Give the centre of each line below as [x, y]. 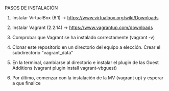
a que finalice [27, 83]
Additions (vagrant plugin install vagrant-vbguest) [64, 68]
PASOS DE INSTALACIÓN [31, 8]
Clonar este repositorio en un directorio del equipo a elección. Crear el [86, 47]
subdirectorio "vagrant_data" [43, 53]
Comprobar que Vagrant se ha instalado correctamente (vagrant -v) [83, 37]
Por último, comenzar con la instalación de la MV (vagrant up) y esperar [88, 78]
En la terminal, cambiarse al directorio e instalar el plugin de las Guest [86, 63]
